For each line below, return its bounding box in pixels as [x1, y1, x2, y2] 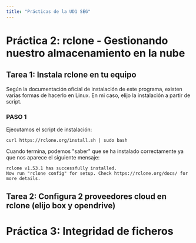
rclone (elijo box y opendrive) [6, 201, 116, 211]
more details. [6, 175, 41, 181]
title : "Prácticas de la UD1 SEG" [6, 8, 91, 15]
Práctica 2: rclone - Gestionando [6, 34, 168, 47]
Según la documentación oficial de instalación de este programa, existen [6, 85, 182, 92]
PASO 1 [6, 112, 27, 121]
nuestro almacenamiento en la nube [6, 46, 185, 59]
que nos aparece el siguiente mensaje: [6, 154, 100, 161]
